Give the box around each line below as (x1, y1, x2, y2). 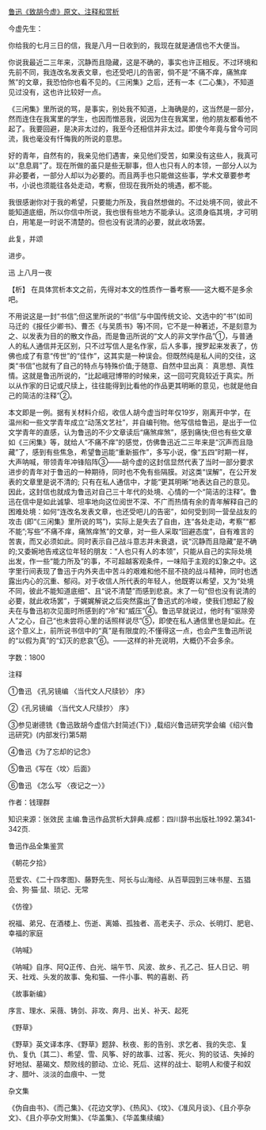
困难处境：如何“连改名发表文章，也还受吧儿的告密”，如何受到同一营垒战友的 (8, 507, 257, 516)
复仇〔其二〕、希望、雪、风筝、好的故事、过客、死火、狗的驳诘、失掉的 (21, 1050, 255, 1059)
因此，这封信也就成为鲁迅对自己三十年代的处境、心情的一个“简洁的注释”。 (8, 487, 251, 496)
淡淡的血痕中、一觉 (42, 1070, 105, 1078)
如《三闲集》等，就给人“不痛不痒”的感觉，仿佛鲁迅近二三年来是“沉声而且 (8, 437, 247, 447)
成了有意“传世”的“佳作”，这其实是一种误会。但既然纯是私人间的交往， (21, 352, 249, 360)
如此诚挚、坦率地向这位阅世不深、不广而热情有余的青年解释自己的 (42, 497, 258, 506)
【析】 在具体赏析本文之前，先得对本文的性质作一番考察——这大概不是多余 (8, 285, 253, 294)
